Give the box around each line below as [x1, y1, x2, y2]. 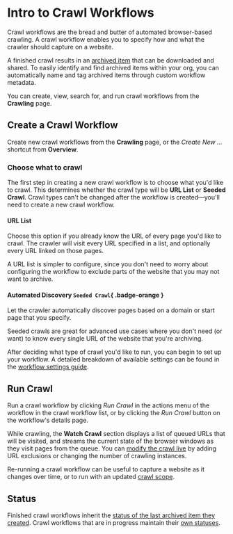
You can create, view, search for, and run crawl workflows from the [7, 92, 200, 100]
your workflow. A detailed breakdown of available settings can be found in [7, 355, 220, 364]
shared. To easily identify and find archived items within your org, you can [7, 63, 219, 72]
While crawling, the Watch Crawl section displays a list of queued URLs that [7, 430, 226, 438]
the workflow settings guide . [7, 363, 89, 371]
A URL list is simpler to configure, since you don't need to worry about [7, 260, 209, 268]
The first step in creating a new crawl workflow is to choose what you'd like [7, 179, 224, 187]
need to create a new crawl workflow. [7, 200, 115, 209]
